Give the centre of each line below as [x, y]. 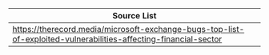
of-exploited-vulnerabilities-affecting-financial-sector [117, 39]
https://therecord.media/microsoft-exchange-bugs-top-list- [128, 29]
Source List [134, 16]
